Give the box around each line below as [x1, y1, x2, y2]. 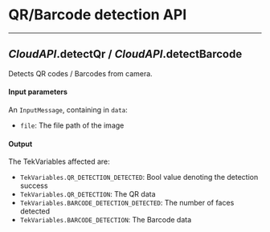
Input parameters [8, 87, 68, 97]
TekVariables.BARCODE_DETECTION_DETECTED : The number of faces [19, 198, 235, 208]
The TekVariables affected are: [8, 157, 110, 166]
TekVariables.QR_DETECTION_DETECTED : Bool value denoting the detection [19, 173, 259, 182]
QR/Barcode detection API [8, 6, 187, 24]
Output [8, 139, 33, 149]
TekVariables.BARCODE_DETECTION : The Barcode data [19, 215, 192, 225]
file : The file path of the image [19, 120, 125, 130]
